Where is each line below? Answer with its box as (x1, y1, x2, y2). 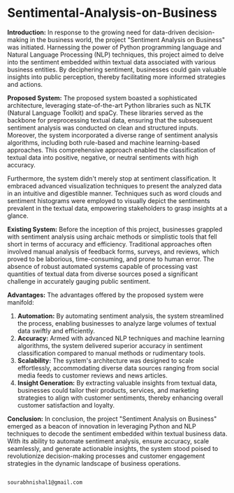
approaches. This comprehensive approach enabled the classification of (7, 146, 216, 154)
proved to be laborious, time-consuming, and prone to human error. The (7, 254, 214, 263)
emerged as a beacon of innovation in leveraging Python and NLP (7, 422, 197, 430)
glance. (7, 211, 29, 220)
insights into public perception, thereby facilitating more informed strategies (7, 72, 226, 81)
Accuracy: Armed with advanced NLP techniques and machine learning (17, 334, 225, 342)
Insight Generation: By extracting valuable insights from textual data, (17, 378, 218, 387)
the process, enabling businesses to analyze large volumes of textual (17, 319, 217, 327)
